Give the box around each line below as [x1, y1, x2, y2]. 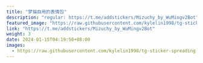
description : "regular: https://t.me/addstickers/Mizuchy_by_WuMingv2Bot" [6, 14, 199, 20]
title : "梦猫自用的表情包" [6, 8, 67, 15]
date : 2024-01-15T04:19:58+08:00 [6, 37, 91, 43]
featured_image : [6, 20, 47, 26]
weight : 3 [6, 31, 31, 37]
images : [6, 43, 26, 49]
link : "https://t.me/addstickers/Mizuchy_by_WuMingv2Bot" [6, 25, 155, 32]
